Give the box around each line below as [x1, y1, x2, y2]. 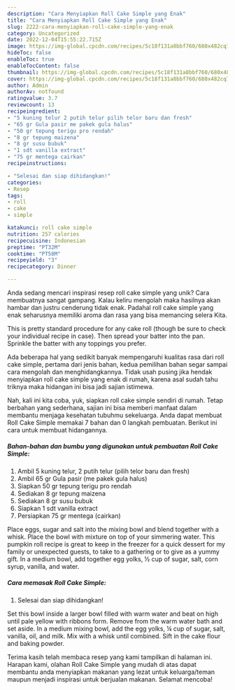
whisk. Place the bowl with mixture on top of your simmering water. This [7, 533, 215, 541]
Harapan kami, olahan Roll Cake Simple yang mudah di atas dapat [7, 660, 197, 668]
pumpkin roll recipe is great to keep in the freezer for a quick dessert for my [7, 540, 226, 548]
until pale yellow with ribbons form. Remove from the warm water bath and [7, 617, 222, 625]
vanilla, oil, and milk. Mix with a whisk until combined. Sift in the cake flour [7, 631, 221, 640]
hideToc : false [7, 50, 52, 57]
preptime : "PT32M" [7, 244, 61, 251]
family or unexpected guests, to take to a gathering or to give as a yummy [7, 547, 220, 556]
